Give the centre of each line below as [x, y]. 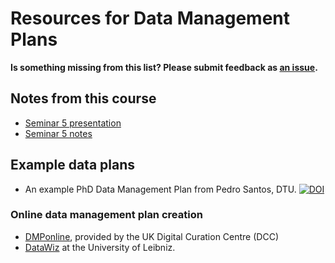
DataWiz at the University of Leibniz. [100, 247]
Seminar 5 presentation [73, 123]
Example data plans [73, 165]
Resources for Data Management [150, 18]
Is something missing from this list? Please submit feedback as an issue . [164, 67]
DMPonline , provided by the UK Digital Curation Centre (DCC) [151, 236]
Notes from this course [83, 98]
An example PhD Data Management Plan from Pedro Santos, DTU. [160, 189]
